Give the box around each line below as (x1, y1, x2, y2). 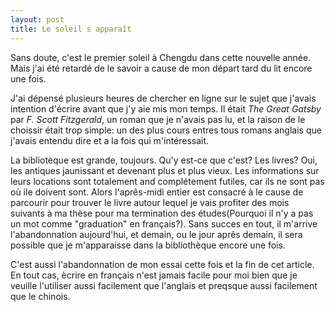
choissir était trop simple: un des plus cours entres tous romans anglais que (10, 124, 322, 136)
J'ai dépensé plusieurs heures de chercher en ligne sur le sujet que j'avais (10, 92, 317, 104)
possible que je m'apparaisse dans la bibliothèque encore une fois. (10, 239, 287, 251)
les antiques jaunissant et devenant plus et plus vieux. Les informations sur (10, 164, 320, 176)
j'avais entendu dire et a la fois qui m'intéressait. (10, 134, 210, 146)
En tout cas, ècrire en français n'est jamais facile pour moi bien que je (10, 269, 298, 281)
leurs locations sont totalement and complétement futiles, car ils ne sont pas (10, 175, 325, 187)
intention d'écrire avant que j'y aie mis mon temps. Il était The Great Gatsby (10, 102, 322, 115)
